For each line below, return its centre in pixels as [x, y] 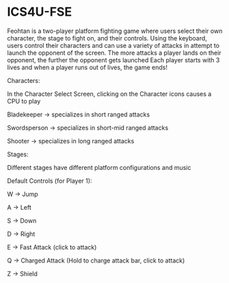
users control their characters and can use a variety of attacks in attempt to [113, 45]
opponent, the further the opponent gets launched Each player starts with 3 [113, 60]
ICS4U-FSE [40, 12]
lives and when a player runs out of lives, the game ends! [87, 67]
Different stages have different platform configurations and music [99, 167]
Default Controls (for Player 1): [50, 181]
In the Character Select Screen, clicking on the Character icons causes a [109, 94]
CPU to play [24, 101]
